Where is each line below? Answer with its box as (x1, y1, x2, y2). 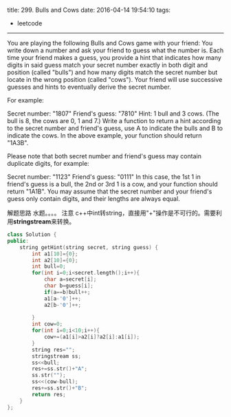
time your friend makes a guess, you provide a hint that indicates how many (7, 54, 222, 61)
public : (7, 237, 30, 244)
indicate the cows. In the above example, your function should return (7, 131, 202, 140)
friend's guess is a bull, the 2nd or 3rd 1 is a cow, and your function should (7, 180, 218, 188)
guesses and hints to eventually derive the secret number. (7, 83, 172, 91)
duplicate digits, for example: (7, 160, 89, 167)
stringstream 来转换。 (13, 217, 76, 226)
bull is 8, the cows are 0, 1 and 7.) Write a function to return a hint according (7, 117, 221, 125)
